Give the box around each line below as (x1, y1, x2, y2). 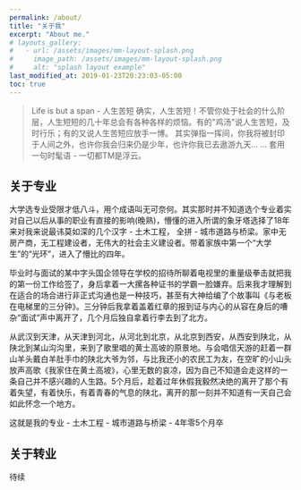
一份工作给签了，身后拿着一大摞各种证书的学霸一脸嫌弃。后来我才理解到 (24, 279, 292, 290)
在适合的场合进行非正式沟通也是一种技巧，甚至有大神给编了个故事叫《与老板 (9, 290, 292, 300)
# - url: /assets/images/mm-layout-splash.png (9, 46, 194, 55)
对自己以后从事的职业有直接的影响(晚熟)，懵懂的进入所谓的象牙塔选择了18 (9, 215, 282, 226)
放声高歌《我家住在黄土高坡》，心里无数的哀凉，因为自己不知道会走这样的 (9, 365, 280, 376)
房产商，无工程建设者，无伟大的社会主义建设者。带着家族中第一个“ (9, 238, 257, 249)
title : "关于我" (9, 21, 66, 30)
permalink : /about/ (9, 13, 82, 22)
